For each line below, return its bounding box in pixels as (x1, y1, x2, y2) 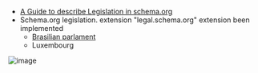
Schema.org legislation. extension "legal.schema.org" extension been (19, 15, 250, 25)
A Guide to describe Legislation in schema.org (19, 7, 173, 16)
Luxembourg (31, 40, 75, 50)
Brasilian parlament (31, 32, 96, 41)
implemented (19, 24, 64, 33)
